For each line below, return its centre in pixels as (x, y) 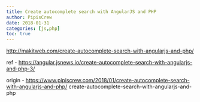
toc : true (19, 34)
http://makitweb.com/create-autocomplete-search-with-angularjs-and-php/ (100, 51)
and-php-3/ (21, 69)
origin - (15, 81)
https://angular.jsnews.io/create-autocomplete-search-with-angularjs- (105, 63)
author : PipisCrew (29, 17)
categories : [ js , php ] (33, 28)
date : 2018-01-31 (28, 23)
